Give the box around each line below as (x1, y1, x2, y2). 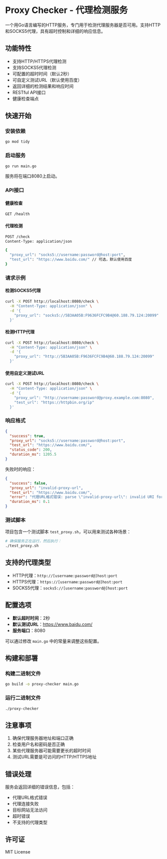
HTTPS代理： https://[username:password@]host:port (12, 578, 123, 584)
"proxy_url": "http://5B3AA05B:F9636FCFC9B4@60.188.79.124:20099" (14, 354, 155, 359)
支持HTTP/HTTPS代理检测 (12, 58, 67, 64)
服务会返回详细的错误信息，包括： (5, 784, 75, 790)
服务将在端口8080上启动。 (5, 173, 60, 179)
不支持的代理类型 (12, 819, 48, 826)
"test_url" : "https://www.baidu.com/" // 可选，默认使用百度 (9, 257, 132, 262)
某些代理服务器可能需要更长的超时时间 (12, 748, 91, 754)
